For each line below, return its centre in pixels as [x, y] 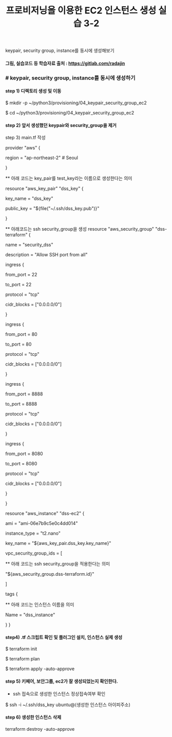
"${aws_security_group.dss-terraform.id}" [50, 574]
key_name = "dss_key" [29, 199]
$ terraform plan [23, 659]
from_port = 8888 [24, 394]
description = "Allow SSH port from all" [46, 255]
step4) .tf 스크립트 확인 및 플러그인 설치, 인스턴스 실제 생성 [64, 637]
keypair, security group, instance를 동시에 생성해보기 [60, 51]
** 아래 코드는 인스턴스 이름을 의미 [40, 604]
